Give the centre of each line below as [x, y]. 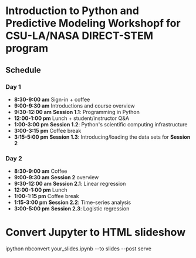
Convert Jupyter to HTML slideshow [96, 232]
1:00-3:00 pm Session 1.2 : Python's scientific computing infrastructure [101, 124]
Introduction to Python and [72, 11]
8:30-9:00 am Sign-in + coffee [52, 99]
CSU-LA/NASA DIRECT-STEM [80, 36]
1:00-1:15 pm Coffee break [46, 196]
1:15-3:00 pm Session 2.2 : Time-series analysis [72, 202]
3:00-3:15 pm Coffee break [48, 130]
